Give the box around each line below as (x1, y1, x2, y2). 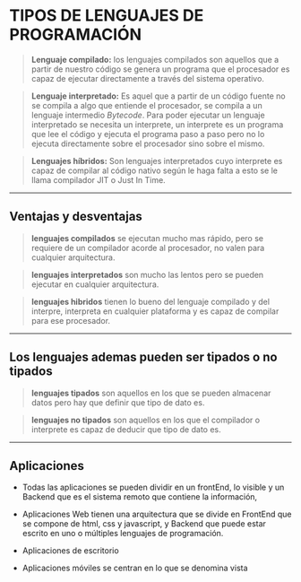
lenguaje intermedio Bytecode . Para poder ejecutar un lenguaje (30, 109, 266, 120)
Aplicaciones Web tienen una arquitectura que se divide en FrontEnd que (21, 508, 292, 520)
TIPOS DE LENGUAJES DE (9, 5, 204, 26)
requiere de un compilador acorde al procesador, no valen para (30, 242, 265, 253)
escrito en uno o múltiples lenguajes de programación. (21, 528, 224, 539)
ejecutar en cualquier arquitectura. (30, 279, 159, 290)
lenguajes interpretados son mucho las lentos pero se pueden (30, 269, 264, 280)
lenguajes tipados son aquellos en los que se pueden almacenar (30, 387, 271, 398)
